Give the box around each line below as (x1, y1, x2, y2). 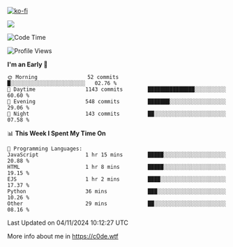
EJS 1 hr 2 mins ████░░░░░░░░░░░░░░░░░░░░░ (7, 176, 227, 183)
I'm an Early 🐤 (7, 60, 48, 68)
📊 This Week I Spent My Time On (7, 129, 106, 137)
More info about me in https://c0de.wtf (7, 232, 119, 240)
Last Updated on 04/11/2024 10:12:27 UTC (7, 218, 129, 227)
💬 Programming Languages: (7, 145, 82, 152)
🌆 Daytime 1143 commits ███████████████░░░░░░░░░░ (7, 86, 227, 93)
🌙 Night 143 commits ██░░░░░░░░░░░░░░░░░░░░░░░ (7, 110, 227, 117)
